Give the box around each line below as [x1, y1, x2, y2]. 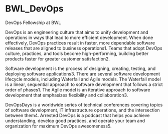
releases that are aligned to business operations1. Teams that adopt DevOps [5, 45, 162, 51]
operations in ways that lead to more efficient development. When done [5, 34, 153, 40]
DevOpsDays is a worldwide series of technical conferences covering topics [5, 101, 163, 107]
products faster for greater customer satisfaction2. [5, 55, 110, 61]
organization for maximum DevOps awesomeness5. [5, 123, 112, 129]
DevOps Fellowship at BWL [5, 19, 61, 25]
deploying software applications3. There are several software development [5, 70, 160, 76]
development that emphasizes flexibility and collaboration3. [5, 92, 128, 98]
